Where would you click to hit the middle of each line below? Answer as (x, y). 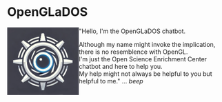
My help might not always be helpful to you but (145, 74)
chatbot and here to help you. (121, 66)
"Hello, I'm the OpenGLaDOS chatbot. (132, 31)
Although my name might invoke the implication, (147, 44)
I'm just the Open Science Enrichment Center (143, 59)
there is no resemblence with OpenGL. (133, 52)
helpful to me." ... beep (111, 81)
